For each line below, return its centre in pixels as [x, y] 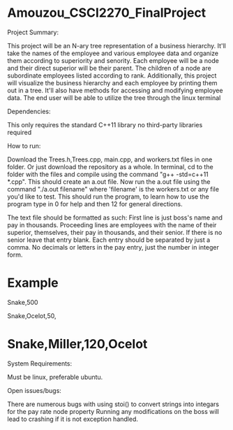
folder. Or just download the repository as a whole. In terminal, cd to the [111, 166]
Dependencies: [29, 111]
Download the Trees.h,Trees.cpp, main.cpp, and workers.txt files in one [110, 159]
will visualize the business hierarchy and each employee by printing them [112, 83]
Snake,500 [23, 302]
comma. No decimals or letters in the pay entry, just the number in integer [113, 247]
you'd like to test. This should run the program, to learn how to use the [108, 196]
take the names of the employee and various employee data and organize [113, 53]
